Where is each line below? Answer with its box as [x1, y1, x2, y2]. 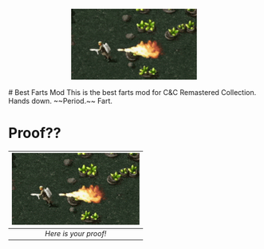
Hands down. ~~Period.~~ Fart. [8, 96, 113, 105]
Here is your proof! [45, 229, 107, 239]
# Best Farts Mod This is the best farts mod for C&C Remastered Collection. [8, 87, 257, 97]
